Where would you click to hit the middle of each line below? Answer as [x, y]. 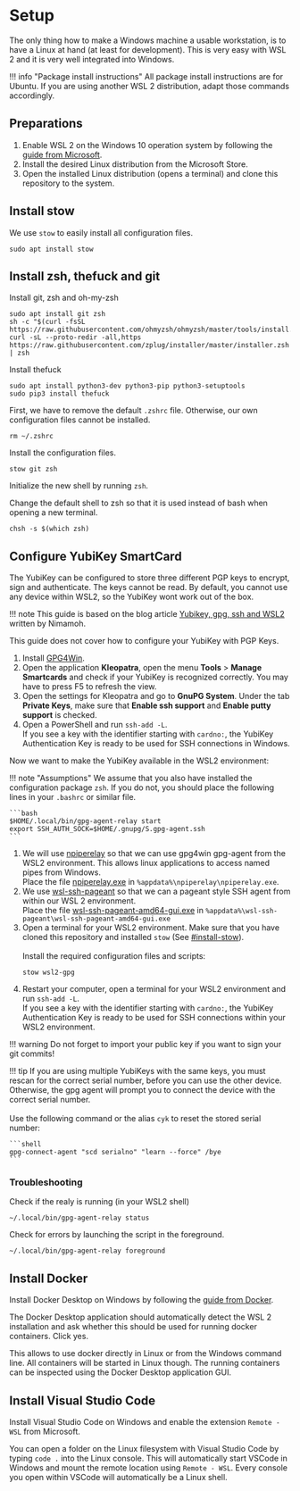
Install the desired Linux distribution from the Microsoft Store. [135, 164]
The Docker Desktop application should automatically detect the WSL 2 [141, 1317]
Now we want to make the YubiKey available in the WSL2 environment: [139, 761]
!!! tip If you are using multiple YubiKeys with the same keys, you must [137, 1071]
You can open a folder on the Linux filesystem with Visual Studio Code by [144, 1449]
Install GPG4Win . [53, 658]
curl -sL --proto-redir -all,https [75, 337]
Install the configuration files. [62, 453]
